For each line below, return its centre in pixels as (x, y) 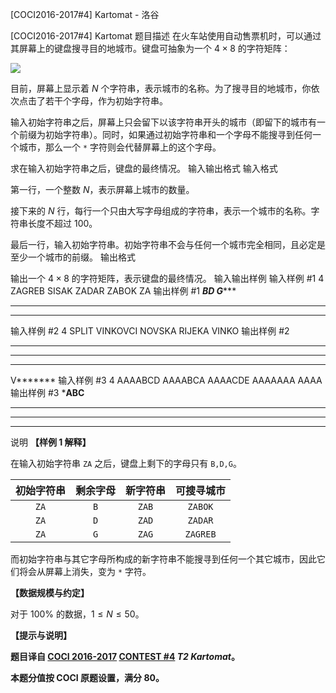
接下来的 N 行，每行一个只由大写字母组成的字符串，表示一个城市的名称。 (161, 211)
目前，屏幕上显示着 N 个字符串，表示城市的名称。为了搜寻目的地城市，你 (161, 88)
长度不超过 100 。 (62, 223)
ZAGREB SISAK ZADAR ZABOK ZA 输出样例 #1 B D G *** (123, 291)
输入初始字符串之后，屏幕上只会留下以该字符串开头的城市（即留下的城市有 (163, 122)
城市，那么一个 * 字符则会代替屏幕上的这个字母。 (120, 147)
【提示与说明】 (41, 635)
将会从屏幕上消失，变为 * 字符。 (85, 571)
